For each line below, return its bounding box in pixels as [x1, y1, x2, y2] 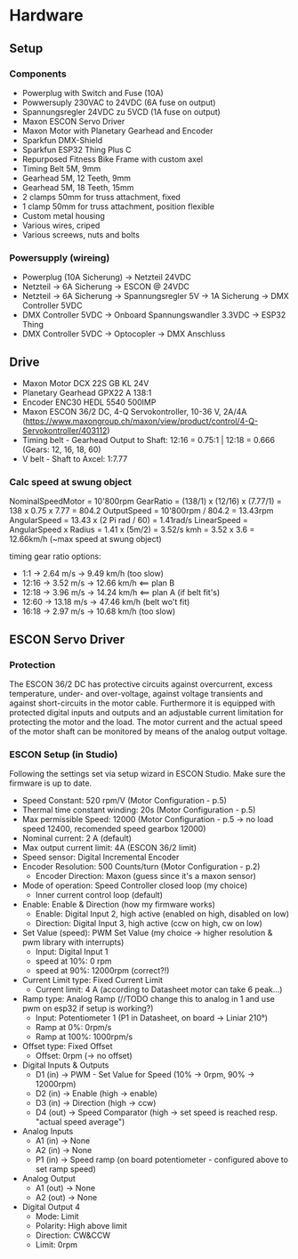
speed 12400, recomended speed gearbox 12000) [21, 824, 206, 835]
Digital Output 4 [21, 1202, 81, 1213]
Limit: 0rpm [35, 1239, 78, 1250]
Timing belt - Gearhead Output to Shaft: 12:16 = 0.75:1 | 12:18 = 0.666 [21, 434, 276, 445]
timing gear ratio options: [9, 551, 101, 561]
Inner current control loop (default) [35, 890, 163, 900]
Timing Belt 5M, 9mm [21, 163, 101, 174]
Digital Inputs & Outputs [21, 1060, 109, 1070]
